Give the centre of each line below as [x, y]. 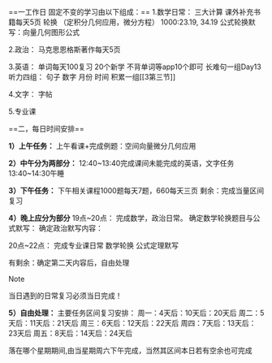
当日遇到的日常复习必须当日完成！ [65, 296]
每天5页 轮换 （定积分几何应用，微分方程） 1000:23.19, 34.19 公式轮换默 [135, 22]
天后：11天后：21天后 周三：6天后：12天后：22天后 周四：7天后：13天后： [132, 323]
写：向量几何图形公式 [44, 32]
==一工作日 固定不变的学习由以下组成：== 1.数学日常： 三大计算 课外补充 [131, 12]
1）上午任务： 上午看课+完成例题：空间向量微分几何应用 [102, 146]
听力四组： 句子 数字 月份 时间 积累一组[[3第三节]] [92, 77]
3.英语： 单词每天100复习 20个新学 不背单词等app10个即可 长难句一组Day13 [135, 67]
